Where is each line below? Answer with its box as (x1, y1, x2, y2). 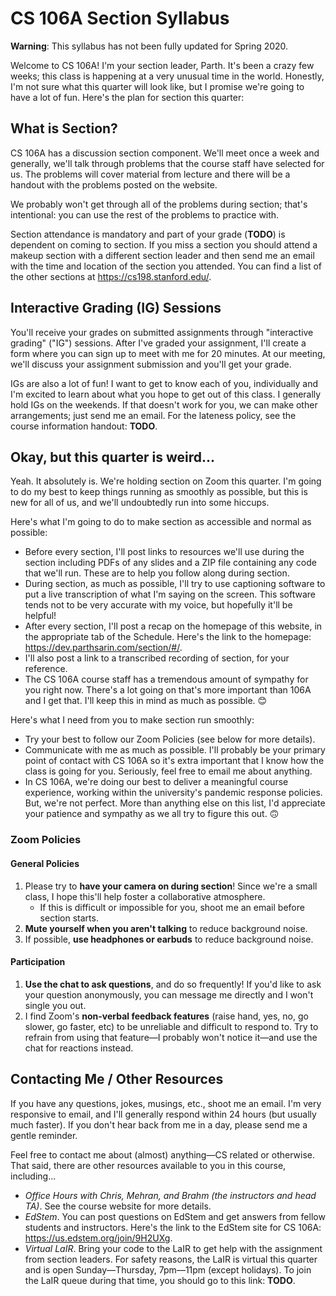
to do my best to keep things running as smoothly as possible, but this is (10, 486, 308, 498)
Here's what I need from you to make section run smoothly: (10, 714, 255, 726)
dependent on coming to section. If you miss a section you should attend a (10, 238, 318, 251)
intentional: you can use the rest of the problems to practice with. (10, 208, 280, 221)
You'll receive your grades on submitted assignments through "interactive (10, 326, 314, 338)
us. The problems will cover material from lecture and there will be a (10, 168, 291, 180)
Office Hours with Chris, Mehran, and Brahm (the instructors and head (24, 1189, 317, 1201)
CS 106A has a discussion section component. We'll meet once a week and (10, 147, 320, 159)
